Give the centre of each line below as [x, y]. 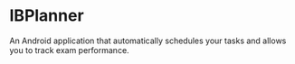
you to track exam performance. [69, 50]
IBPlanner [47, 16]
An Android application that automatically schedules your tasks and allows [148, 41]
